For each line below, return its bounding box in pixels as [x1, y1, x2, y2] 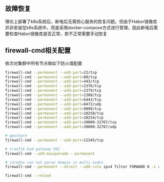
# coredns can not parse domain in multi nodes [5, 160, 104, 165]
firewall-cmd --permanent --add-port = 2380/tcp [5, 93, 102, 98]
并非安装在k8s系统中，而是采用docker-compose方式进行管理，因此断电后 [5, 24, 154, 30]
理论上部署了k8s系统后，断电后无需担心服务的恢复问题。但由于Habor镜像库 [5, 19, 158, 24]
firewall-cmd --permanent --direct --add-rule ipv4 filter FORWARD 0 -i [5, 164, 156, 169]
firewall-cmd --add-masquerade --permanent [5, 151, 95, 156]
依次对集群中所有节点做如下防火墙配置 [5, 60, 82, 66]
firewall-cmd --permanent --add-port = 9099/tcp [5, 106, 102, 111]
